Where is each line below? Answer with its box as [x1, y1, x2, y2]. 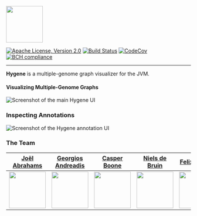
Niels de [143, 154, 167, 162]
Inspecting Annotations [6, 111, 75, 119]
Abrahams [12, 161, 43, 169]
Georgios [56, 154, 83, 162]
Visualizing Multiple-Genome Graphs [6, 83, 98, 90]
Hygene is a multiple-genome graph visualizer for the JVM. [6, 70, 150, 77]
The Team [6, 139, 35, 147]
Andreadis [55, 161, 85, 169]
